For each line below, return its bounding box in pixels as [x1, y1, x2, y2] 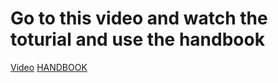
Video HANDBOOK [10, 61, 88, 73]
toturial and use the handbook [10, 28, 265, 51]
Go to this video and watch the [10, 7, 268, 30]
